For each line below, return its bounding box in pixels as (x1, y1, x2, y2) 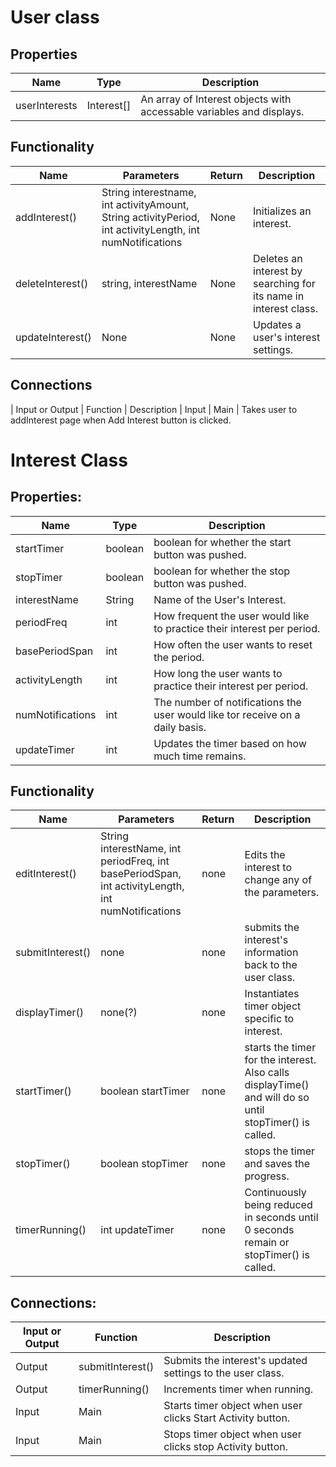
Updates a (253, 317, 302, 331)
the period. (153, 650, 205, 664)
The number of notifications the (153, 695, 302, 709)
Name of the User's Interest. (153, 592, 287, 606)
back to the (244, 958, 298, 972)
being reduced (244, 1198, 313, 1212)
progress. (244, 1169, 290, 1183)
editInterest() (15, 867, 77, 881)
